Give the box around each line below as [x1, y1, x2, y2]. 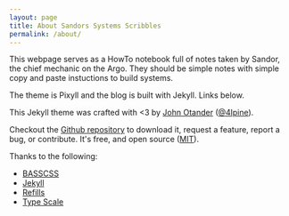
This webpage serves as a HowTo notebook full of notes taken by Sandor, [9, 54, 281, 65]
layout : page [9, 12, 58, 22]
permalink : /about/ [9, 29, 82, 38]
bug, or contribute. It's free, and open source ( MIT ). [9, 134, 199, 145]
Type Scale [21, 196, 64, 207]
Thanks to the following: [9, 151, 98, 162]
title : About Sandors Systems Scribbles [9, 21, 162, 30]
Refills [21, 188, 45, 198]
